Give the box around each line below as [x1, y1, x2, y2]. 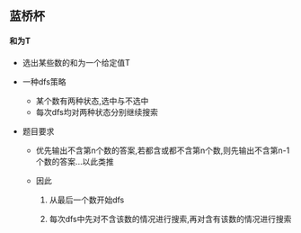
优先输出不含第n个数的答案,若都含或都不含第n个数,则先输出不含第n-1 [35, 145, 290, 156]
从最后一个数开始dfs [49, 194, 125, 205]
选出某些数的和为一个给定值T [22, 57, 130, 67]
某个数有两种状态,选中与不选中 [35, 95, 149, 106]
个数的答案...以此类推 [35, 156, 114, 166]
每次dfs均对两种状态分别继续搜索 [35, 106, 159, 117]
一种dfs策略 [22, 76, 66, 87]
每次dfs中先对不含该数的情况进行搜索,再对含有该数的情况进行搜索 [49, 213, 292, 224]
